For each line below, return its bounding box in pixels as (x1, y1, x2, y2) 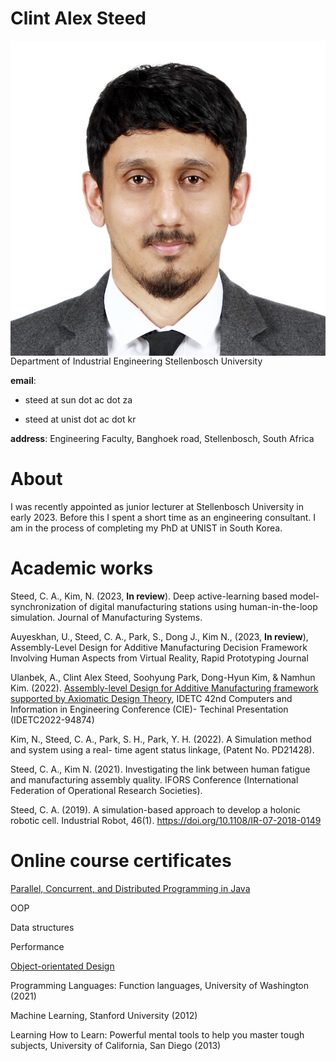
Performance (10, 940, 65, 952)
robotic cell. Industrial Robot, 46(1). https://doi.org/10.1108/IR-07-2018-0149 (10, 814, 322, 826)
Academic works (10, 557, 154, 580)
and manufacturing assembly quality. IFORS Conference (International (10, 773, 299, 786)
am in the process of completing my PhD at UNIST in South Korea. (10, 522, 283, 534)
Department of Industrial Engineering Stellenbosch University (10, 355, 263, 367)
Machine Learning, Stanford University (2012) (10, 1009, 198, 1021)
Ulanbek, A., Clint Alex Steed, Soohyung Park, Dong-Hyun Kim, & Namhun (10, 671, 316, 683)
